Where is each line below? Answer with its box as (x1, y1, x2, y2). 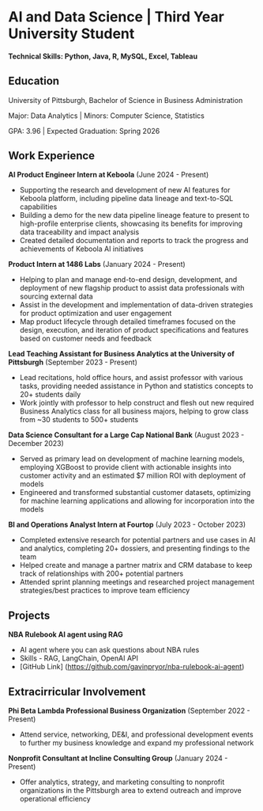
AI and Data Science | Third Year (8, 8, 225, 26)
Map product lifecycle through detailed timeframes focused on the (19, 317, 236, 326)
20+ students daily (19, 390, 81, 399)
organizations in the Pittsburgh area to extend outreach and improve (19, 786, 242, 795)
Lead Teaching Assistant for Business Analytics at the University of (8, 349, 235, 359)
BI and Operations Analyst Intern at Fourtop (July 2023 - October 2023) (8, 520, 246, 530)
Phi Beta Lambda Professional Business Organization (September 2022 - (8, 706, 250, 716)
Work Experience (8, 149, 96, 162)
